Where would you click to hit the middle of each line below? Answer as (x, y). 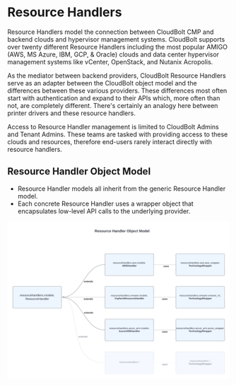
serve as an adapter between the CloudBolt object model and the (102, 83)
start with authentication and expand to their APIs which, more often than (114, 98)
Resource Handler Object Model (79, 171)
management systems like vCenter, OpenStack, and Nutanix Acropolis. (110, 61)
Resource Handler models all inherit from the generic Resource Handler (122, 189)
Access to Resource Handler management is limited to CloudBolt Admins (113, 126)
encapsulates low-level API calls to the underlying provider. (104, 211)
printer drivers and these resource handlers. (71, 113)
